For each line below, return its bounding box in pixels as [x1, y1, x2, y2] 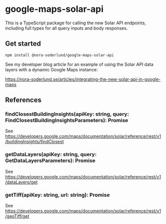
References [5, 96, 42, 105]
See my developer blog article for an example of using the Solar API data [5, 61, 154, 67]
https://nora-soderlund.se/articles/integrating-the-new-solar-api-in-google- [5, 76, 161, 82]
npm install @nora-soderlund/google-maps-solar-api [5, 53, 114, 57]
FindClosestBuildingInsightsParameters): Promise [5, 117, 128, 124]
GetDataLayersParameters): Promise [5, 157, 96, 164]
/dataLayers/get [5, 179, 38, 185]
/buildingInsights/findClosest [5, 139, 64, 145]
